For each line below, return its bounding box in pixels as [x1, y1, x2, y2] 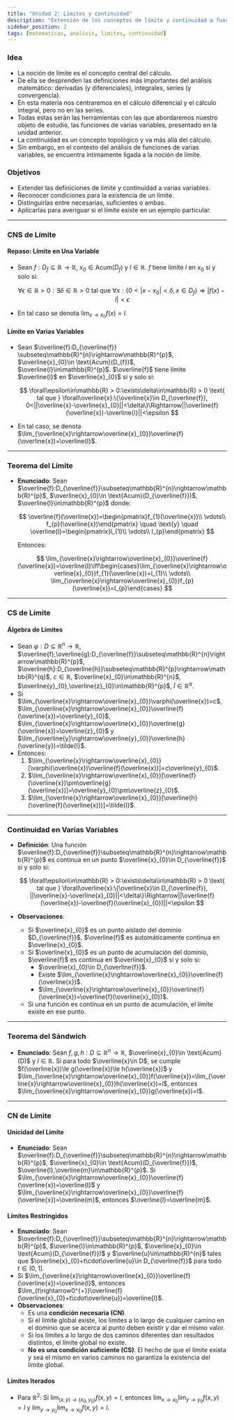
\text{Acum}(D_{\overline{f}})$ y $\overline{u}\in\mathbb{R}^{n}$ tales [17, 1250, 221, 1258]
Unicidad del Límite [7, 1128, 64, 1136]
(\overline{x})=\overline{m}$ [17, 1196, 100, 1203]
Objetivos [7, 168, 41, 177]
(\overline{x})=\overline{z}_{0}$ [17, 726, 109, 735]
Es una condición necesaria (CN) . [27, 1309, 127, 1317]
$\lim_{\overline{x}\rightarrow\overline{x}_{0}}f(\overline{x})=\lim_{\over [17, 1071, 226, 1080]
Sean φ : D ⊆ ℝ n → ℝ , [17, 641, 81, 650]
